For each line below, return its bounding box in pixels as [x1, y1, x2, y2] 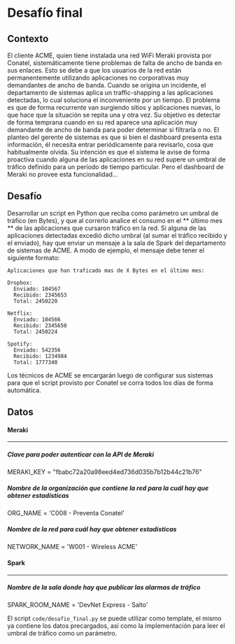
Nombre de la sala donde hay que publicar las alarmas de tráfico [7, 583, 201, 592]
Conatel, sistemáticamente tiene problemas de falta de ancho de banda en [7, 59, 222, 67]
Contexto [7, 33, 49, 45]
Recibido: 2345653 [13, 292, 68, 299]
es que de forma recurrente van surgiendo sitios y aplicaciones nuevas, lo [7, 103, 220, 111]
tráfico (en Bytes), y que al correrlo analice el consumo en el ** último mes [7, 216, 222, 224]
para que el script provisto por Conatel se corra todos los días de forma [7, 378, 213, 387]
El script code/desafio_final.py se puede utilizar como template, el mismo [7, 614, 222, 623]
